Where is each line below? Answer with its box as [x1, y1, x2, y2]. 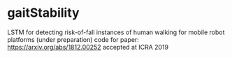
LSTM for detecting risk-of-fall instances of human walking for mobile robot [7, 28, 225, 36]
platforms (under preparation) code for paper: [7, 35, 140, 43]
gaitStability [7, 5, 80, 21]
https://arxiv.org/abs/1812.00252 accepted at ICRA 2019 [7, 43, 169, 51]
